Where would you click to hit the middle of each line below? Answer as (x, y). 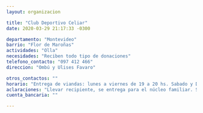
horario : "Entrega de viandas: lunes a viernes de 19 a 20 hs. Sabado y (100, 84)
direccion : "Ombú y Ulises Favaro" (51, 67)
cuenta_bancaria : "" (32, 95)
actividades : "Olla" (32, 51)
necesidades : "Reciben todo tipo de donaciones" (69, 56)
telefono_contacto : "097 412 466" (50, 62)
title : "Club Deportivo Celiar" (47, 23)
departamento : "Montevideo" (42, 39)
